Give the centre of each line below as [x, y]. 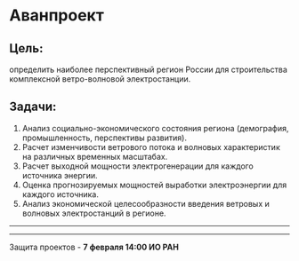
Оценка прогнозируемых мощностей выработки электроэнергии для [154, 185]
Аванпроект [57, 16]
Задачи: [33, 107]
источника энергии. [60, 175]
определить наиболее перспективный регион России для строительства [148, 69]
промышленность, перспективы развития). [104, 138]
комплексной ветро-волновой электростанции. [100, 79]
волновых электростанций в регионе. [94, 213]
